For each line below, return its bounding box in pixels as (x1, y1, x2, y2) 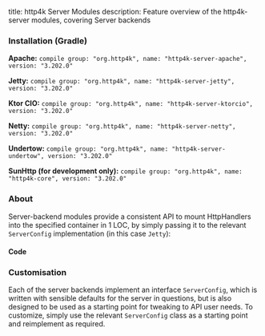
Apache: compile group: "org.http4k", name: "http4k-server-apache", (8, 54, 247, 63)
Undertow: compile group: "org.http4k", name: (8, 144, 169, 153)
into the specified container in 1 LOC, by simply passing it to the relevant (8, 220, 247, 229)
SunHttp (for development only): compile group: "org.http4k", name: (8, 166, 243, 176)
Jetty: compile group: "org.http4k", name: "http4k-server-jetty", (8, 76, 235, 86)
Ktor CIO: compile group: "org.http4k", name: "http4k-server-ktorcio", (8, 99, 254, 108)
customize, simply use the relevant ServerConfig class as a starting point (8, 310, 248, 320)
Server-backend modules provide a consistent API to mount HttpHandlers (8, 212, 251, 221)
